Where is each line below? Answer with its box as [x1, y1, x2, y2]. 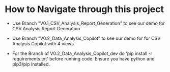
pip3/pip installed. [12, 61, 50, 67]
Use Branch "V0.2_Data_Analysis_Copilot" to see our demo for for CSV [12, 35, 161, 41]
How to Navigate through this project [5, 4, 164, 15]
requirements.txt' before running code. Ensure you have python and [12, 55, 155, 61]
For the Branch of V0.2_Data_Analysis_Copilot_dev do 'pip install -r [12, 50, 152, 56]
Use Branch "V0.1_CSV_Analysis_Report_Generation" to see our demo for [12, 20, 165, 26]
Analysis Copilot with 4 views [12, 40, 74, 46]
